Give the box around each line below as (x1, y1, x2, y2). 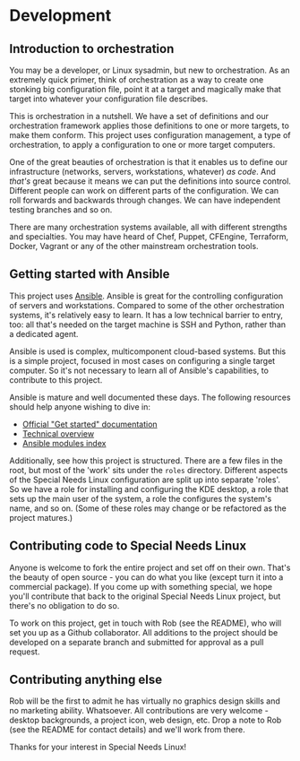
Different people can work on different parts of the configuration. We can (9, 186, 279, 195)
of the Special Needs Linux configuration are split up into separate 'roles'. (9, 474, 280, 485)
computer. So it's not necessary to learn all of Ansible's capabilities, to (9, 365, 269, 376)
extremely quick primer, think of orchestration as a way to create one (9, 74, 264, 85)
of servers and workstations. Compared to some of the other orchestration (9, 299, 285, 310)
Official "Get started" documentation (21, 419, 159, 429)
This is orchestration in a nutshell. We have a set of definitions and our (9, 111, 269, 121)
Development (9, 5, 112, 26)
